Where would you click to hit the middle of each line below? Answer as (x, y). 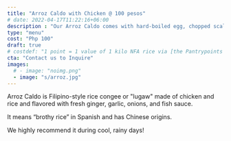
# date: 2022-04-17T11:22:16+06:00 (58, 20)
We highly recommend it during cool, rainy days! (76, 130)
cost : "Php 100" (30, 39)
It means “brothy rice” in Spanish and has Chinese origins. (90, 117)
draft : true (24, 45)
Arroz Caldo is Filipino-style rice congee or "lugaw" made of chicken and (111, 97)
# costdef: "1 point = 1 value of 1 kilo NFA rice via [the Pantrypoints (115, 52)
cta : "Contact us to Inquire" (51, 58)
